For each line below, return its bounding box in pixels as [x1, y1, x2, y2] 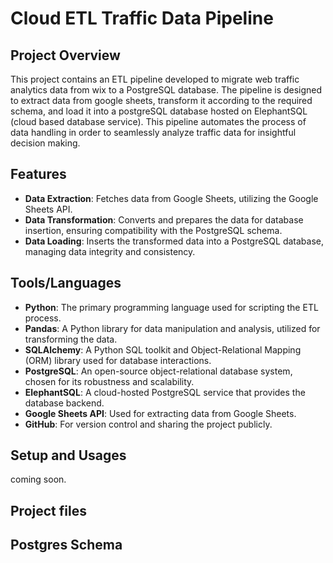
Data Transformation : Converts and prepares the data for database [24, 213, 304, 226]
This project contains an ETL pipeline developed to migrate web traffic [10, 73, 300, 85]
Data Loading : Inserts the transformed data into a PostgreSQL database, [24, 235, 324, 247]
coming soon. [10, 473, 67, 486]
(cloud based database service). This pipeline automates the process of [10, 116, 307, 127]
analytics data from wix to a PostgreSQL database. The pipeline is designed [10, 84, 323, 96]
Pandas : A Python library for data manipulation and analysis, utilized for [24, 322, 321, 334]
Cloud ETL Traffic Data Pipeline [10, 7, 274, 30]
